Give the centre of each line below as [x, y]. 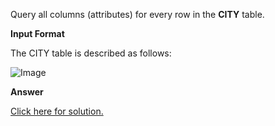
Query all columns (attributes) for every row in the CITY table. [137, 14]
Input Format [37, 33]
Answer [27, 92]
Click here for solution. [57, 111]
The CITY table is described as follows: [91, 53]
